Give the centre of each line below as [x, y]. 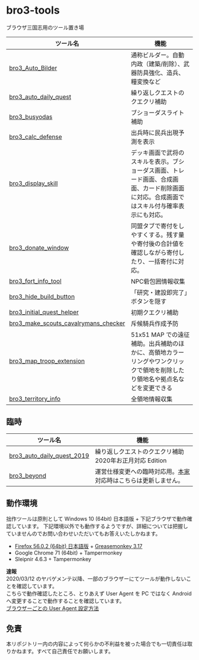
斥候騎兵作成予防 [155, 323]
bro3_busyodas [31, 117]
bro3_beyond [28, 475]
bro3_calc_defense [36, 137]
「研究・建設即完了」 [159, 292]
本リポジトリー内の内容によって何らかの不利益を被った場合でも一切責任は [97, 644]
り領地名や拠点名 [155, 379]
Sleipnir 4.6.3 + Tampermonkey [53, 559]
